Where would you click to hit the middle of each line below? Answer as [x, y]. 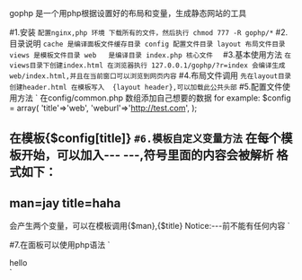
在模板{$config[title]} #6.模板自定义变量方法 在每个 [145, 139]
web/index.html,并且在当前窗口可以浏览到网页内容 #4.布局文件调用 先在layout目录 [151, 75]
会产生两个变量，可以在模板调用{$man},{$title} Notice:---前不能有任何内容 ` [150, 226]
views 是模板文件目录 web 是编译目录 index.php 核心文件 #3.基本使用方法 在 [151, 55]
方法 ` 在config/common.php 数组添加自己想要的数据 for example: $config [154, 98]
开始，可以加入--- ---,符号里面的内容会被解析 [147, 155]
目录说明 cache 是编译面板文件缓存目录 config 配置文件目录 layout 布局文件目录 [147, 44]
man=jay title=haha [65, 203]
